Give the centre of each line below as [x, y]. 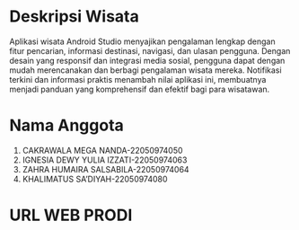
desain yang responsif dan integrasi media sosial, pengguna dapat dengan [147, 60]
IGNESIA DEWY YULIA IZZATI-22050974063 [105, 160]
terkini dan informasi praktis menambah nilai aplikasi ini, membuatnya [138, 79]
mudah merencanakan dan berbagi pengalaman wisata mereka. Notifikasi [145, 70]
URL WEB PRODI [71, 215]
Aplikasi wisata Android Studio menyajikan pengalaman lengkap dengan [142, 41]
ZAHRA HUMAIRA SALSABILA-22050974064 [106, 169]
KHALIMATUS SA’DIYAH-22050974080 [95, 179]
